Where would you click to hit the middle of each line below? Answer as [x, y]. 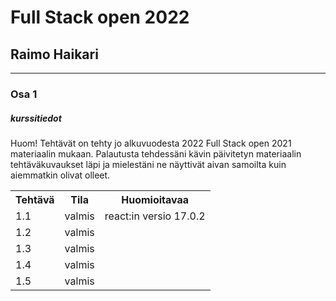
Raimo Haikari [54, 54]
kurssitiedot [36, 118]
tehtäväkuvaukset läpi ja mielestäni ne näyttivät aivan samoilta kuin [148, 164]
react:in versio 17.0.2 [155, 216]
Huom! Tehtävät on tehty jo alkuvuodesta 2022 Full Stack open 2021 [151, 143]
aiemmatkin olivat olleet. [60, 175]
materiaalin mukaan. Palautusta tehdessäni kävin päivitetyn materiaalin [156, 153]
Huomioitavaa [155, 199]
